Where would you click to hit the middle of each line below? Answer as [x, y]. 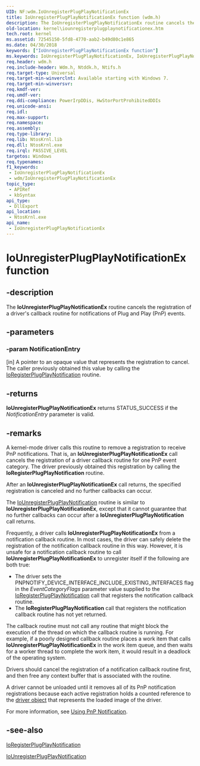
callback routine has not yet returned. [61, 615]
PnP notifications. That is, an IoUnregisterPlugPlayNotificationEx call [92, 454]
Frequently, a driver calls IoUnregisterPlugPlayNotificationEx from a [91, 533]
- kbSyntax [22, 195]
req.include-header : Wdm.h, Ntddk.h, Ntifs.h [63, 67]
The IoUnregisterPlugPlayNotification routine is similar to [76, 503]
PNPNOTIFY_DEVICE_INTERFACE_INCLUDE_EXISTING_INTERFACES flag [104, 583]
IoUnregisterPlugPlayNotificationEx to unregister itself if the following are [98, 559]
